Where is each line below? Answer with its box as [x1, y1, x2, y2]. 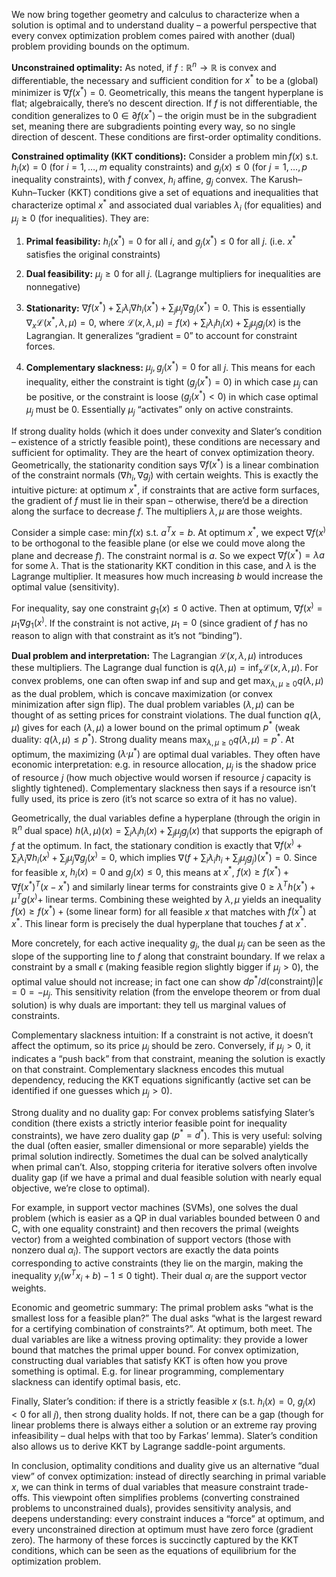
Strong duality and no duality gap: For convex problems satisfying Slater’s [11, 1106, 315, 1118]
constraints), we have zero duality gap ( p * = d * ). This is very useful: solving [11, 1127, 323, 1141]
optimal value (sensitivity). [11, 581, 120, 593]
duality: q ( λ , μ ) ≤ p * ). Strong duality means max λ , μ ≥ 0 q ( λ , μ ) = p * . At [11, 732, 295, 748]
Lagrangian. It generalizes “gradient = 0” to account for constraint [25, 329, 298, 341]
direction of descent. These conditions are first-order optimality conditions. [11, 130, 322, 143]
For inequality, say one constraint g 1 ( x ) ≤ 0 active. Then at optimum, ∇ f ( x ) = [11, 600, 323, 616]
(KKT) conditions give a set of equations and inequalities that [67, 187, 319, 199]
